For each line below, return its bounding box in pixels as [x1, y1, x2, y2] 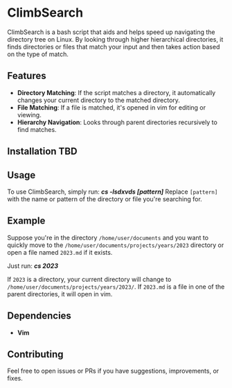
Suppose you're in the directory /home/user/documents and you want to [7, 233, 209, 242]
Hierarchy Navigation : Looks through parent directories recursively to [17, 118, 218, 126]
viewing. [17, 110, 42, 119]
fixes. [7, 374, 23, 382]
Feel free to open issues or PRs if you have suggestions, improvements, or [7, 366, 220, 376]
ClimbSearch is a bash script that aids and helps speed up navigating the [7, 28, 215, 36]
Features [7, 70, 46, 82]
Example [7, 215, 46, 227]
